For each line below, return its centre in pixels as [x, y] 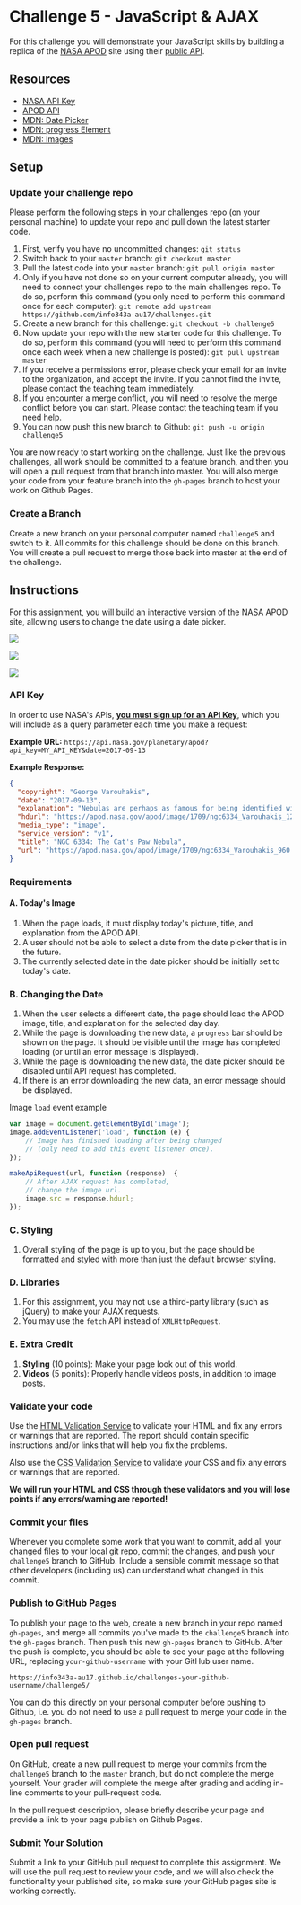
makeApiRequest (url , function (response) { [94, 1174]
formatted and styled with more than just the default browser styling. [149, 1259]
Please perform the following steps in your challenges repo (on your [135, 212]
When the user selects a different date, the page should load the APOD [153, 1014]
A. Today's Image [43, 903]
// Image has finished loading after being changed [124, 1140]
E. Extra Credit [41, 1344]
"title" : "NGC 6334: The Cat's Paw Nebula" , [102, 842]
